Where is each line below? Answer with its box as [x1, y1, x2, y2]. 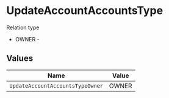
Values [6, 53, 34, 64]
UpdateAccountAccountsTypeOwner [9, 82, 104, 89]
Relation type [6, 24, 40, 31]
